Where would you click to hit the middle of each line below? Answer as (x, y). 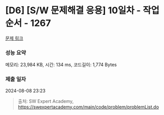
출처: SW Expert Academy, (46, 101)
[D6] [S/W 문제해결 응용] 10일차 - (73, 10)
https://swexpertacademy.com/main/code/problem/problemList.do (88, 107)
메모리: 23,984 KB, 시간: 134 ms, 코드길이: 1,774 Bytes (61, 65)
